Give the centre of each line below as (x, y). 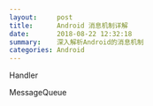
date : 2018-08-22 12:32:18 (71, 34)
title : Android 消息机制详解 (69, 26)
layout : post (41, 17)
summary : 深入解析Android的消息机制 (76, 42)
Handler (23, 75)
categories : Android (47, 50)
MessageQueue (38, 93)
